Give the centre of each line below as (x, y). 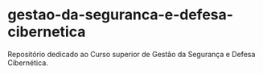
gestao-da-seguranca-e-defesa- (121, 15)
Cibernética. (28, 63)
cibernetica (47, 32)
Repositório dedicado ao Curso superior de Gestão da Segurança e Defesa (131, 54)
